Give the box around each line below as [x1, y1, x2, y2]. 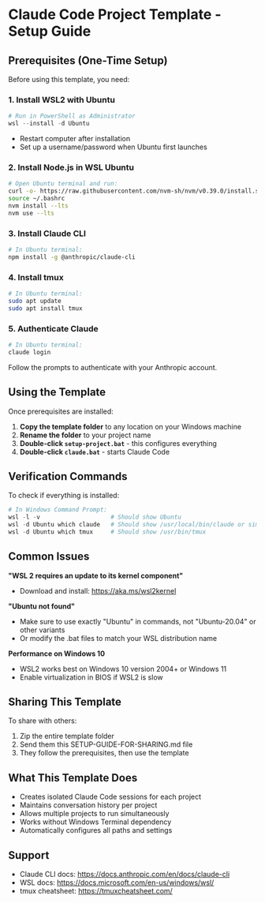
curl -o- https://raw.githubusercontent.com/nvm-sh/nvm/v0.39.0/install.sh [8, 187, 263, 195]
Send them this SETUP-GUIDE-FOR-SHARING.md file [19, 740, 193, 749]
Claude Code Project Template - [8, 6, 222, 24]
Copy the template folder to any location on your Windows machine [19, 422, 242, 431]
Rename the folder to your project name [19, 430, 151, 440]
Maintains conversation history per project [19, 800, 158, 810]
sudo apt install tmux [8, 304, 83, 313]
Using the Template [8, 385, 106, 399]
